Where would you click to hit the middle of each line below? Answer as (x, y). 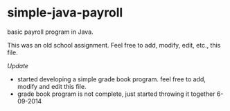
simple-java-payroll (65, 13)
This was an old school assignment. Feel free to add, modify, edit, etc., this (114, 45)
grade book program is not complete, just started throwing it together (116, 94)
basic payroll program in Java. (50, 32)
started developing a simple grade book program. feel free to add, (112, 79)
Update (18, 65)
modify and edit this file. (52, 86)
